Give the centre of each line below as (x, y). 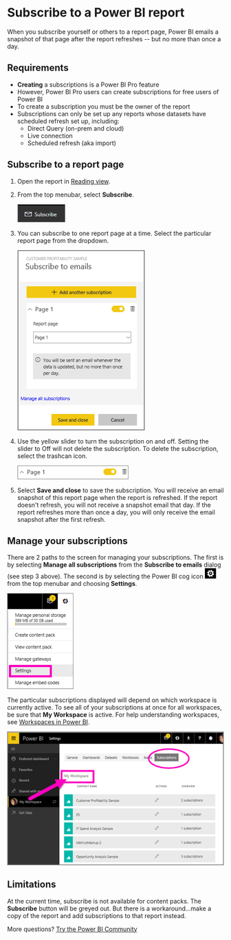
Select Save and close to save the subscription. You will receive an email (120, 490)
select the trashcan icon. (52, 456)
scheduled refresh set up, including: (68, 121)
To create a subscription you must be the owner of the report (103, 106)
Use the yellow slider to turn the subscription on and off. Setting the (113, 441)
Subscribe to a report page (66, 165)
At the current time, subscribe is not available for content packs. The (104, 901)
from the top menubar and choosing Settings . (72, 584)
